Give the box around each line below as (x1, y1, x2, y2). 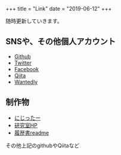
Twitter (14, 59, 32, 66)
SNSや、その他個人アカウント (5, 37, 116, 47)
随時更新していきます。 (5, 17, 63, 25)
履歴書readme (14, 129, 49, 136)
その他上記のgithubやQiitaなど (5, 142, 80, 149)
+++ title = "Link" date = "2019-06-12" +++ (5, 5, 112, 12)
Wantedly (14, 78, 38, 86)
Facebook (14, 65, 39, 72)
